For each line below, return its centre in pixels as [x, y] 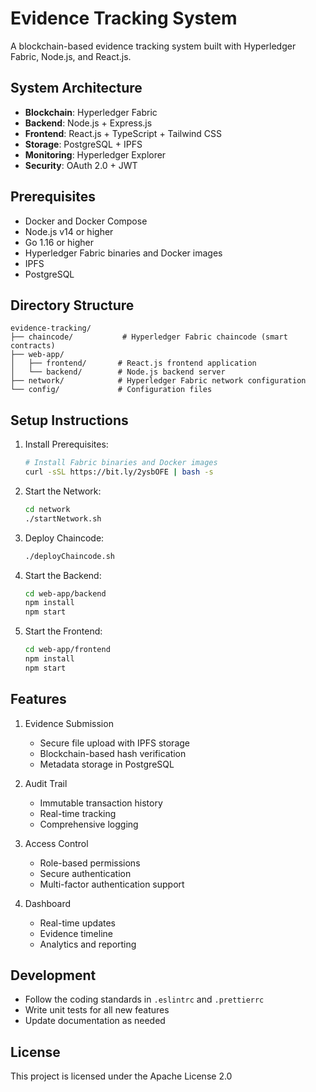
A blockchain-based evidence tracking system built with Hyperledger [153, 46]
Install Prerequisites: [66, 444]
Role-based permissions [90, 863]
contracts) [33, 346]
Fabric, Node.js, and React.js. [71, 56]
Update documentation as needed [95, 1021]
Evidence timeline [76, 933]
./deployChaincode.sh [69, 556]
